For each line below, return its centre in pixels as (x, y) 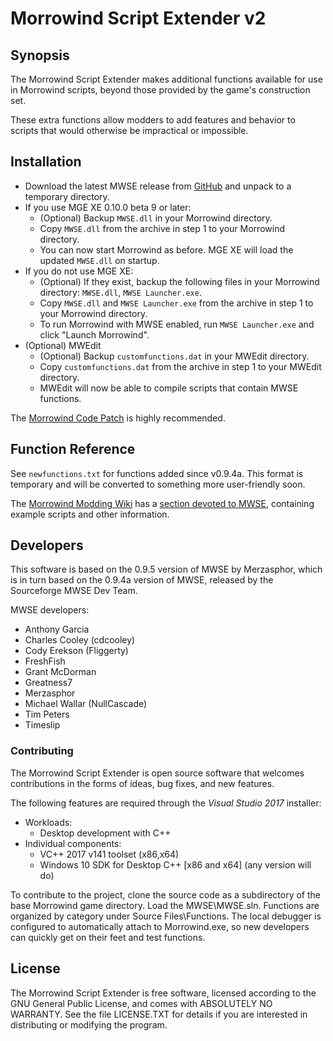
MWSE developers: (50, 610)
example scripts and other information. (90, 514)
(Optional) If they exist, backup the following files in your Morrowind (179, 281)
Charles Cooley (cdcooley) (80, 640)
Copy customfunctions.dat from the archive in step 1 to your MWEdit (180, 366)
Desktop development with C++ (105, 833)
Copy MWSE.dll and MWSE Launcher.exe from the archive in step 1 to (176, 303)
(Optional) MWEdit (63, 345)
